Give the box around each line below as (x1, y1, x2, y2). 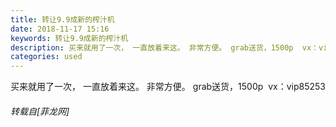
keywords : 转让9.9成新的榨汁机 (10, 33, 129, 43)
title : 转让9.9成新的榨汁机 (10, 14, 115, 25)
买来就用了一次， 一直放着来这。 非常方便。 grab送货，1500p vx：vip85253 (10, 81, 327, 93)
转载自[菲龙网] (10, 105, 70, 117)
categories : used (10, 52, 83, 62)
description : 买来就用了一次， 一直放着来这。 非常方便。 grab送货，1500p (10, 42, 294, 53)
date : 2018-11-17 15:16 (10, 24, 110, 34)
